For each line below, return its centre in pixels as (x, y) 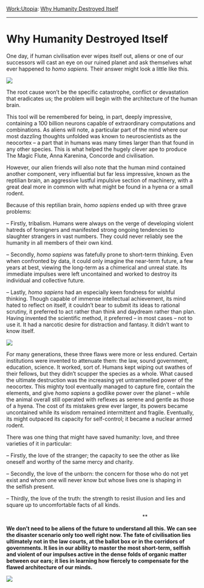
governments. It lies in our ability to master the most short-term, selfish (98, 548)
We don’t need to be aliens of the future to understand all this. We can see (101, 528)
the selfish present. (30, 486)
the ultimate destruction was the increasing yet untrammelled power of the (100, 380)
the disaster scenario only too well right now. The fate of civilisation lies (99, 534)
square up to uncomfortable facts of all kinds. (63, 505)
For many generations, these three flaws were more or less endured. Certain (102, 354)
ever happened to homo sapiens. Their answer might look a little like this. (98, 69)
